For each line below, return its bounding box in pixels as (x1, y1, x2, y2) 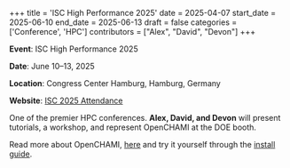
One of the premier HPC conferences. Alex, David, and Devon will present (9, 113, 281, 123)
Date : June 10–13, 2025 (9, 61, 95, 71)
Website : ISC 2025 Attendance (9, 95, 123, 106)
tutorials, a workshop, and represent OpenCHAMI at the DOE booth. (9, 122, 257, 132)
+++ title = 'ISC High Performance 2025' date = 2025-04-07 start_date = (9, 8, 277, 18)
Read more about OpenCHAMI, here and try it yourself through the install (9, 140, 276, 149)
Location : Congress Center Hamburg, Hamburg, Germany (9, 78, 222, 88)
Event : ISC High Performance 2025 (9, 44, 139, 54)
